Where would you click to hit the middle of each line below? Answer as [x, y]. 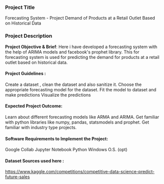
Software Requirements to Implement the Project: [57, 138]
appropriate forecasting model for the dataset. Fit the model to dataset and [81, 89]
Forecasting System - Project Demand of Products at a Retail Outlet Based [80, 18]
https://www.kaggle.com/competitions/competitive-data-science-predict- [80, 172]
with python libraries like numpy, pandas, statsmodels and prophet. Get [77, 122]
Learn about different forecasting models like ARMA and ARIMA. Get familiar [82, 117]
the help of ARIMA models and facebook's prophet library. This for [72, 52]
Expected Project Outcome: [34, 106]
